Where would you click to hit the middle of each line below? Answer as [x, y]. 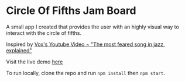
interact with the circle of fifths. [44, 33]
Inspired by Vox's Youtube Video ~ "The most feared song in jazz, [85, 44]
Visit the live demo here [35, 62]
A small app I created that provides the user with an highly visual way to [93, 27]
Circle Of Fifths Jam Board [71, 11]
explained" [19, 50]
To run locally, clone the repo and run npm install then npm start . [85, 73]
